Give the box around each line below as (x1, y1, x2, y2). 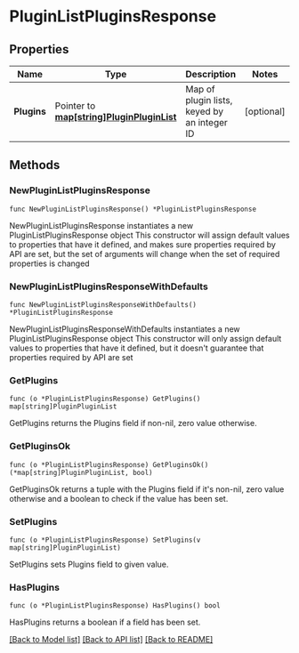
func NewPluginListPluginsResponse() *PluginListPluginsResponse (9, 205, 256, 214)
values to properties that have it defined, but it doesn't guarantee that (9, 343, 264, 353)
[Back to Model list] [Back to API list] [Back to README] (9, 634, 214, 645)
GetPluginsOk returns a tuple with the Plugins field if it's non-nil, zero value (9, 483, 285, 495)
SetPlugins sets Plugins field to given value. (9, 559, 169, 569)
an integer (185, 117, 229, 128)
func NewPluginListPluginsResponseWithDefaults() (9, 300, 198, 309)
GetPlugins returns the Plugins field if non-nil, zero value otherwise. (9, 418, 257, 429)
